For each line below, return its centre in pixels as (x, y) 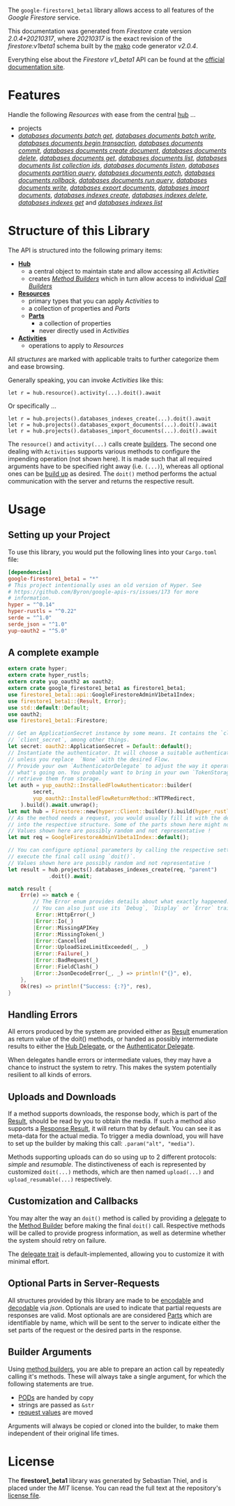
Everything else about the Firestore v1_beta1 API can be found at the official (116, 59)
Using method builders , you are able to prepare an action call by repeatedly (116, 1369)
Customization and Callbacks (73, 1201)
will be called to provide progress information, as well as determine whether (117, 1233)
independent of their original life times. (63, 1433)
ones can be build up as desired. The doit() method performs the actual (112, 473)
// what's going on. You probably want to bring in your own (99, 773)
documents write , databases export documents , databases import (114, 188)
